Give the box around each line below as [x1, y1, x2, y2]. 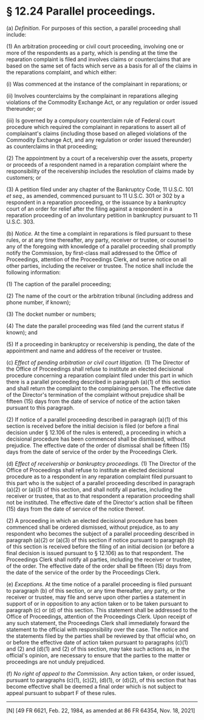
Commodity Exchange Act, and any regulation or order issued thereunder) [6, 136, 192, 144]
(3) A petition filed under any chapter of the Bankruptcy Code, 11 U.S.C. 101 [6, 186, 194, 193]
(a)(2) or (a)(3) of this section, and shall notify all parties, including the [6, 486, 182, 493]
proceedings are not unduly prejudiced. [6, 658, 105, 665]
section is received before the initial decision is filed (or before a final [6, 422, 179, 430]
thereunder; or [6, 105, 42, 112]
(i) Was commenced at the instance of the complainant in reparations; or [6, 80, 188, 88]
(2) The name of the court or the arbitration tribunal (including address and [6, 292, 194, 299]
